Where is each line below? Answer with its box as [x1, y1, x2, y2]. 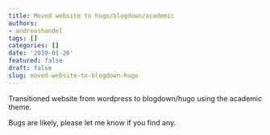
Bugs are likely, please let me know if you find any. [8, 117, 177, 127]
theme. [8, 102, 32, 112]
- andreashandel [8, 27, 63, 35]
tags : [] [8, 34, 38, 43]
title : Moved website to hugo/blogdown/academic [8, 11, 175, 20]
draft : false [8, 64, 52, 72]
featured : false [8, 57, 63, 65]
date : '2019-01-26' [8, 49, 74, 57]
